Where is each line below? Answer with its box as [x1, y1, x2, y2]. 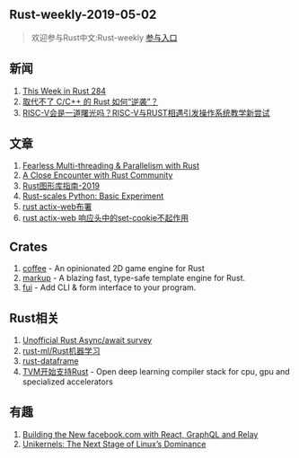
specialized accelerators [22, 376, 114, 387]
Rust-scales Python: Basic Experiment [22, 190, 164, 201]
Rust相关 [9, 310, 60, 326]
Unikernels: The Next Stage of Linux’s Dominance [22, 438, 207, 449]
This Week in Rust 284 [22, 85, 106, 96]
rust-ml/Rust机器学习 [22, 346, 101, 357]
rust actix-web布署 [22, 201, 92, 212]
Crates [9, 239, 48, 254]
